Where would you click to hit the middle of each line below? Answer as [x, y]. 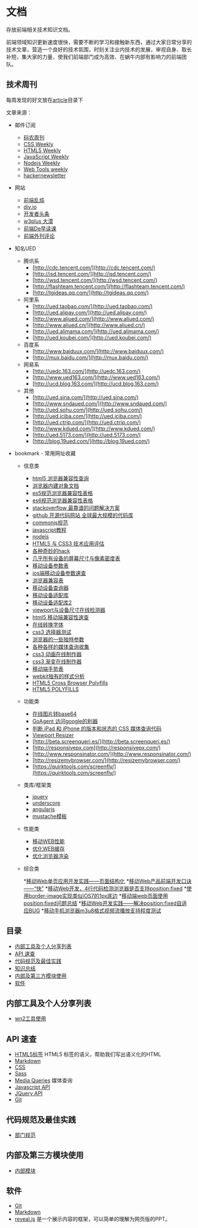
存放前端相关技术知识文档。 [40, 29]
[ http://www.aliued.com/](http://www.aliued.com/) [93, 318]
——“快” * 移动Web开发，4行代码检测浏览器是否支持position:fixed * [105, 888]
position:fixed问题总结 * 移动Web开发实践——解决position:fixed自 [103, 903]
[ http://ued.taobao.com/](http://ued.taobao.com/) [93, 306]
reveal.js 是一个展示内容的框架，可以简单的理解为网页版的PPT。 [93, 1219]
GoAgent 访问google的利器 [65, 721]
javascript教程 [49, 530]
